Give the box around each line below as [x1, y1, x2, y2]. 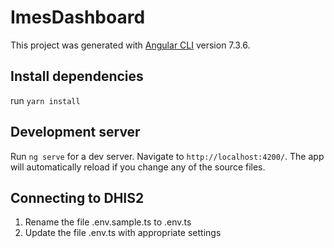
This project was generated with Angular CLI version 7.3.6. [10, 39, 251, 51]
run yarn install [10, 94, 81, 106]
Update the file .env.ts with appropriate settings [24, 227, 222, 239]
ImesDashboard [10, 6, 146, 29]
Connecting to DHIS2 [10, 189, 145, 206]
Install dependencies [10, 68, 144, 85]
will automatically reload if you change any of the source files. [10, 161, 266, 173]
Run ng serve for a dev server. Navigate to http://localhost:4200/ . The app [10, 150, 325, 162]
